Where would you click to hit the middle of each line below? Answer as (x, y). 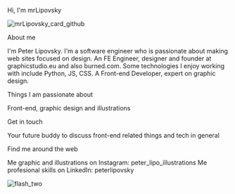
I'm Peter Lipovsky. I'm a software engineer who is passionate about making (118, 51)
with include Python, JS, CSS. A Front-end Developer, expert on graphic (112, 73)
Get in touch (25, 122)
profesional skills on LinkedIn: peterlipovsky (71, 170)
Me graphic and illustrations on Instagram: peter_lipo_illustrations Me (107, 162)
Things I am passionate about (50, 95)
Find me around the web (43, 149)
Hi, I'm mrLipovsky (34, 10)
